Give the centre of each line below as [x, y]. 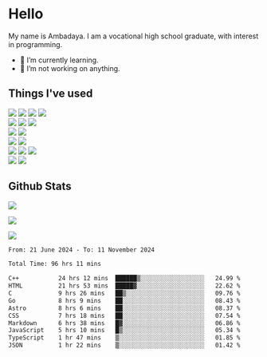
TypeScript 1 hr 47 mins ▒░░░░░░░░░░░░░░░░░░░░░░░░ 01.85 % [124, 338]
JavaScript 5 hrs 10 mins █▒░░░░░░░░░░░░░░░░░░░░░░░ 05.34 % [124, 331]
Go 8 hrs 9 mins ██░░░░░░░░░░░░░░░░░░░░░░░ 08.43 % [124, 300]
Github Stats [40, 186]
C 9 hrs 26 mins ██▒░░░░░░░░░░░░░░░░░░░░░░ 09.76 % [124, 294]
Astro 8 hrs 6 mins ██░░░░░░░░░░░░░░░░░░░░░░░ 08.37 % [124, 308]
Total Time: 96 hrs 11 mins [55, 264]
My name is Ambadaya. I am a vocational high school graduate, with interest [133, 36]
